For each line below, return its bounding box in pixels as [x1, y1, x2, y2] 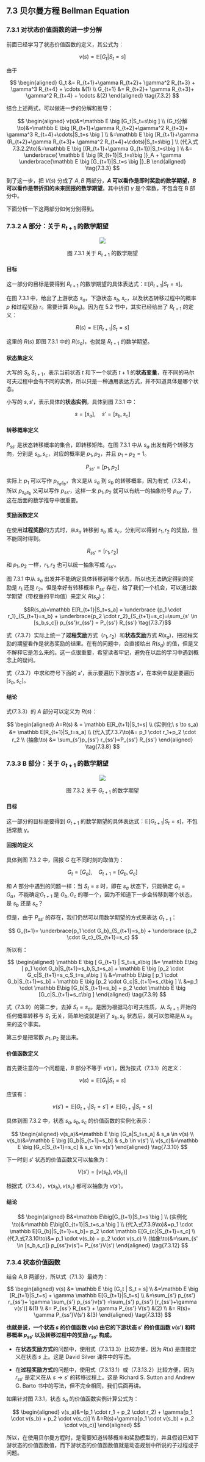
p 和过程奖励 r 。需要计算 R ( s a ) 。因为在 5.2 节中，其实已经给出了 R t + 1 [6, 303, 182, 312]
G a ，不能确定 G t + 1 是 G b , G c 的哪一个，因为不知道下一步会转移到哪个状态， [6, 891, 196, 900]
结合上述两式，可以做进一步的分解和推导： [6, 104, 113, 112]
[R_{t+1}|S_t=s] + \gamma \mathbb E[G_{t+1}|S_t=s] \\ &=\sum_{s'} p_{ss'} [9, 1291, 196, 1298]
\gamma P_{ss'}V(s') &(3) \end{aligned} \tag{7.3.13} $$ [33, 1311, 172, 1318]
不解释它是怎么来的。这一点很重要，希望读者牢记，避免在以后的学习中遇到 [6, 649, 193, 656]
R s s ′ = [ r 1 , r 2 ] [87, 547, 118, 556]
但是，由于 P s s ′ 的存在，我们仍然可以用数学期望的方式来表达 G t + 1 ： [6, 914, 177, 923]
